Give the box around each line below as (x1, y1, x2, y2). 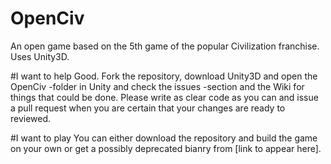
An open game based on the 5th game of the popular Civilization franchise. (10, 40, 320, 52)
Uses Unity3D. (10, 50, 70, 62)
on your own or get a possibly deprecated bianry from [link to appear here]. (10, 142, 322, 154)
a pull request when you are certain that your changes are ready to (10, 102, 286, 114)
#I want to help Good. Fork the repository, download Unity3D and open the (10, 70, 318, 82)
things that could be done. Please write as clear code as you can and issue (10, 91, 319, 103)
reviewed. (10, 112, 52, 124)
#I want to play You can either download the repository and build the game (10, 132, 318, 144)
